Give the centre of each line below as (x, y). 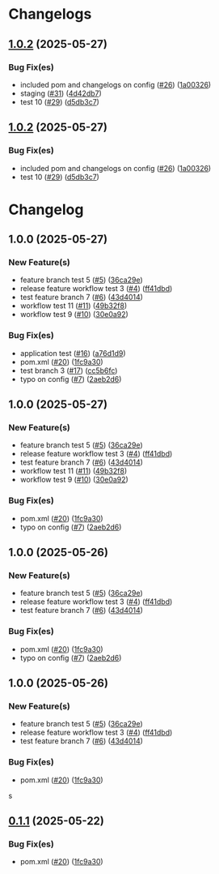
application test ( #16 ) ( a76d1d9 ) (73, 353)
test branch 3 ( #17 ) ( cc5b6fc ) (69, 371)
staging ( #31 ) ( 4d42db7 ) (61, 93)
